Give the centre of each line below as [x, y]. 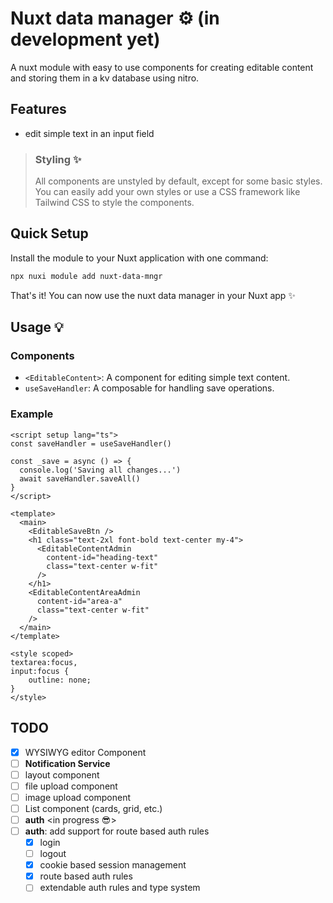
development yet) [85, 39]
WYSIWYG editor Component [85, 752]
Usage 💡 [37, 327]
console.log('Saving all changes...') [100, 470]
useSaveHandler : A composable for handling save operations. [149, 388]
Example [32, 414]
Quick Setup [49, 233]
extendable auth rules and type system [120, 888]
